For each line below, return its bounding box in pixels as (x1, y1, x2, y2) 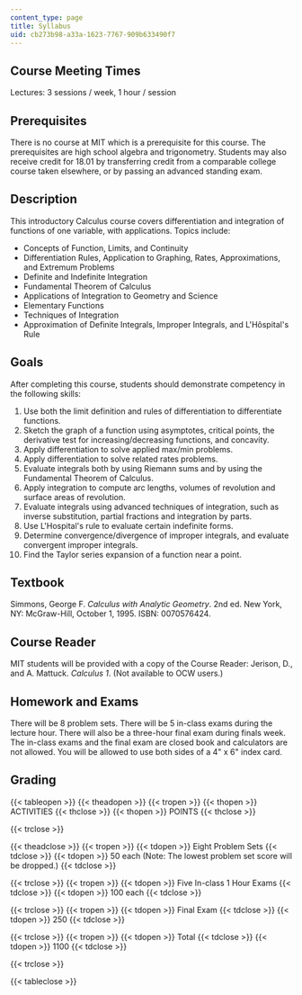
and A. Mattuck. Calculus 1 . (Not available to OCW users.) (10, 668, 224, 679)
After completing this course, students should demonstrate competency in (10, 379, 286, 390)
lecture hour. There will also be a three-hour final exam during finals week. (10, 728, 287, 739)
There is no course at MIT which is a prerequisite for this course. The (10, 137, 266, 148)
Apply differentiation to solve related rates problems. (22, 453, 218, 464)
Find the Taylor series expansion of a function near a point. (22, 549, 242, 560)
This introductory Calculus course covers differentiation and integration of (10, 215, 285, 226)
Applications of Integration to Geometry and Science (22, 290, 218, 301)
